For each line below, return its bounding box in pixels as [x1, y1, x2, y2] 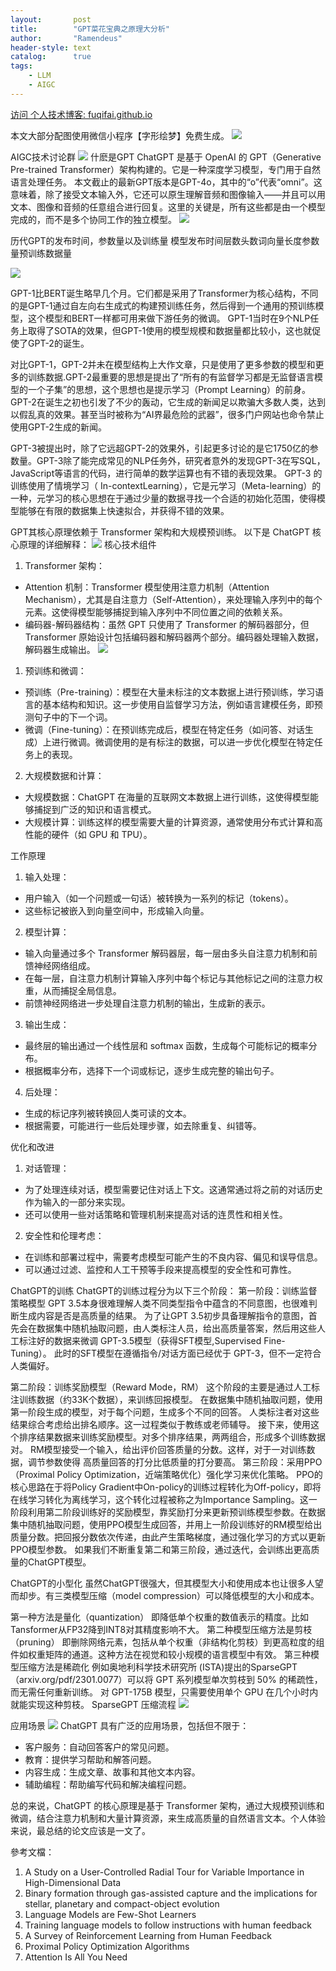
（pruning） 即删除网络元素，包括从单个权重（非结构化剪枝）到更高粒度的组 [10, 1636, 325, 1648]
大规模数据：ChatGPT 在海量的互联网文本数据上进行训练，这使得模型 [24, 791, 311, 803]
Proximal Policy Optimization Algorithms [24, 1940, 190, 1952]
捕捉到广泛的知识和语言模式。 [33, 803, 157, 815]
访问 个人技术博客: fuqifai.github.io [10, 108, 153, 120]
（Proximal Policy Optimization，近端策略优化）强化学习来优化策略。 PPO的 [10, 1468, 323, 1480]
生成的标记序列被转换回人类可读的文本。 [24, 1107, 192, 1119]
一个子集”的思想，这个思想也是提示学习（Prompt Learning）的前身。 [27, 383, 311, 395]
